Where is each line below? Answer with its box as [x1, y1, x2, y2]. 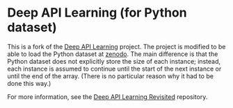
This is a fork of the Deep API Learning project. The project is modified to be [7, 42, 226, 51]
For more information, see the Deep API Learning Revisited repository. [7, 92, 208, 101]
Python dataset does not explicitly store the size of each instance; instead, [7, 57, 221, 65]
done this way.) [7, 79, 51, 87]
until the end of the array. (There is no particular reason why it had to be [7, 71, 214, 80]
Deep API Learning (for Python [7, 5, 187, 21]
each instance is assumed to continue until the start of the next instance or [7, 64, 222, 73]
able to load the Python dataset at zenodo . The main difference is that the [7, 50, 218, 58]
